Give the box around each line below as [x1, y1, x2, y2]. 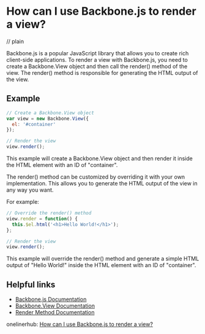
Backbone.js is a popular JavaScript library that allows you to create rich [6, 49, 189, 56]
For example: [6, 198, 40, 205]
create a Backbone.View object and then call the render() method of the [6, 63, 188, 70]
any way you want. [6, 186, 54, 193]
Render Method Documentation [15, 309, 95, 316]
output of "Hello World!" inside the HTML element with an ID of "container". [6, 262, 196, 269]
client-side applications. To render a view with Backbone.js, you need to [6, 56, 188, 63]
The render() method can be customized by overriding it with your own [6, 173, 185, 181]
